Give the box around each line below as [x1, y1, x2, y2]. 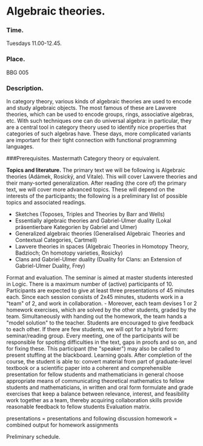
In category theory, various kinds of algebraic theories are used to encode [6, 98, 192, 105]
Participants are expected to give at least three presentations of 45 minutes [6, 287, 195, 294]
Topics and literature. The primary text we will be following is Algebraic [6, 166, 186, 174]
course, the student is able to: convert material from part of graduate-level [6, 358, 192, 365]
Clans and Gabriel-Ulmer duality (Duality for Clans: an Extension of [15, 256, 182, 263]
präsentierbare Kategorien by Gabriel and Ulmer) [15, 224, 138, 231]
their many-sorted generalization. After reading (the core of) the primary [6, 179, 187, 187]
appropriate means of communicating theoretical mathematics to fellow [6, 377, 185, 385]
